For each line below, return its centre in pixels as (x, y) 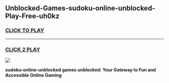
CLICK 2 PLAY (23, 49)
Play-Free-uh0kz (32, 16)
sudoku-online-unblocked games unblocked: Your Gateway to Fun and (80, 69)
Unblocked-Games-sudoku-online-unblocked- (80, 8)
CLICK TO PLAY (25, 31)
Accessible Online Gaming (33, 75)
